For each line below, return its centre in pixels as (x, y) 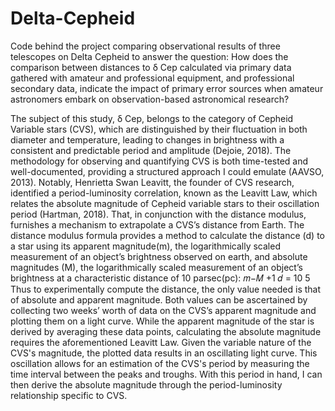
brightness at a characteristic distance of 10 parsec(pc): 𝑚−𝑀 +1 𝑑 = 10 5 (160, 278)
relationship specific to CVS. (69, 395)
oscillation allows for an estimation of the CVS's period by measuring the (160, 363)
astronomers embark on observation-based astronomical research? (150, 99)
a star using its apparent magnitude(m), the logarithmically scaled (145, 246)
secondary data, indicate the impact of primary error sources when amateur (167, 88)
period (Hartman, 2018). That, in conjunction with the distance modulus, (158, 214)
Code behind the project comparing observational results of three (145, 46)
